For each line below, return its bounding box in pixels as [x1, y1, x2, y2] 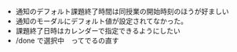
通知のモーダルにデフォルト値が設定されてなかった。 [15, 16, 188, 26]
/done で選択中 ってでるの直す [15, 36, 119, 45]
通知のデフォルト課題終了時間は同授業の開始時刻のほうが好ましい [15, 7, 229, 16]
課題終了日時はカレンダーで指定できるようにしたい [15, 26, 180, 35]
